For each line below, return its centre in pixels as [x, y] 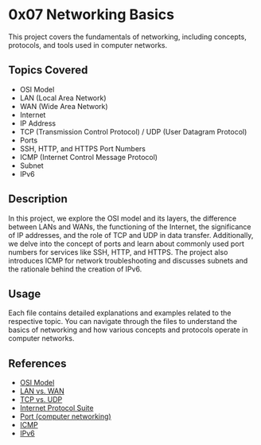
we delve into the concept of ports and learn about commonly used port [126, 244]
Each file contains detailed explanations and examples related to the [120, 313]
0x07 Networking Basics [92, 15]
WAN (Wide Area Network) [64, 106]
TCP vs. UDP [41, 400]
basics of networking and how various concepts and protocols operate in [128, 330]
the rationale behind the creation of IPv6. [75, 269]
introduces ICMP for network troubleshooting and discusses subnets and [128, 260]
